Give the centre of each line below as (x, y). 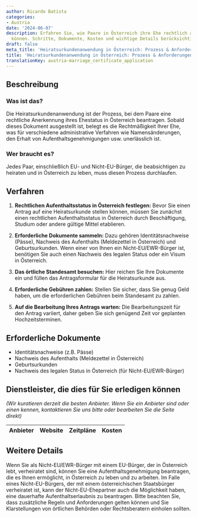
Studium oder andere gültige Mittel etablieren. (70, 224)
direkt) (14, 416)
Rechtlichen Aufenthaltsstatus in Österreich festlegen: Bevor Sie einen (102, 205)
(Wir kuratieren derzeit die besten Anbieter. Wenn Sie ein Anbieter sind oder (98, 403)
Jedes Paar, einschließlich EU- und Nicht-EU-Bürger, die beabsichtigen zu (96, 167)
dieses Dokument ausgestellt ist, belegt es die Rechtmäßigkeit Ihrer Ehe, (94, 126)
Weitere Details (35, 451)
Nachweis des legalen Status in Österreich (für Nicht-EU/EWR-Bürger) (99, 371)
